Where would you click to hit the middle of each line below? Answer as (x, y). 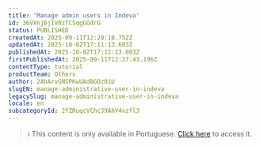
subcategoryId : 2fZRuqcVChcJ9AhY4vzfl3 (74, 111)
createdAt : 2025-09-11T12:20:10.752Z (71, 37)
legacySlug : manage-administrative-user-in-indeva (94, 96)
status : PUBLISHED (38, 30)
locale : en (26, 103)
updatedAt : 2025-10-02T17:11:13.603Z (71, 45)
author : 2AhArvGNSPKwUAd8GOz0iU (61, 81)
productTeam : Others (42, 74)
